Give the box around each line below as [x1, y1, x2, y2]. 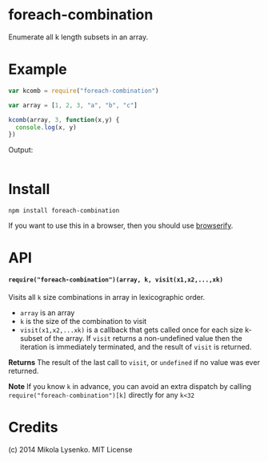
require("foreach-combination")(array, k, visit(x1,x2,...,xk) [8, 275, 224, 284]
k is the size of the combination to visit [19, 316, 147, 326]
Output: [8, 145, 34, 155]
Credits [8, 418, 58, 436]
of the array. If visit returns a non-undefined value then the [44, 333, 242, 342]
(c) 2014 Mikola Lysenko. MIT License [8, 444, 133, 454]
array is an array [19, 307, 75, 318]
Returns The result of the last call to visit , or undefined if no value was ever [8, 357, 260, 367]
